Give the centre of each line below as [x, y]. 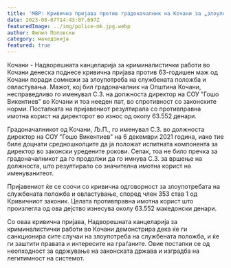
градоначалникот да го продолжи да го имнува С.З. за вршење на [105, 158]
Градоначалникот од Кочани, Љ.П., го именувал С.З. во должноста [106, 129]
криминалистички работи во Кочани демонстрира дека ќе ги [97, 229]
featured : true [29, 45]
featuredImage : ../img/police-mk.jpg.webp [69, 26]
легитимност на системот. [46, 258]
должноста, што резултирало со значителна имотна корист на [99, 166]
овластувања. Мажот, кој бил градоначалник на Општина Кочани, [104, 87]
